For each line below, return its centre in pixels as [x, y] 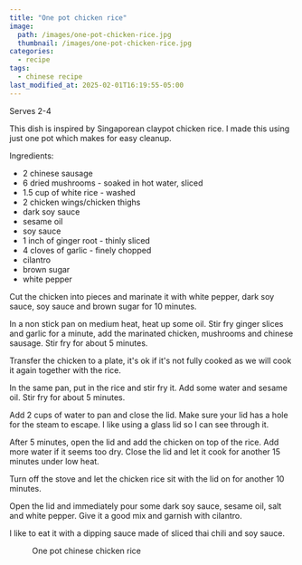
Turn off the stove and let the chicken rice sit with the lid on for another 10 [147, 479]
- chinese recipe [50, 77]
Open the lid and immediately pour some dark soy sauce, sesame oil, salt [146, 506]
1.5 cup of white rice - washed [79, 192]
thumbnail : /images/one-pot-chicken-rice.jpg [105, 43]
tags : [19, 69]
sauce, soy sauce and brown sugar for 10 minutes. [103, 306]
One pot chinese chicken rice [87, 551]
